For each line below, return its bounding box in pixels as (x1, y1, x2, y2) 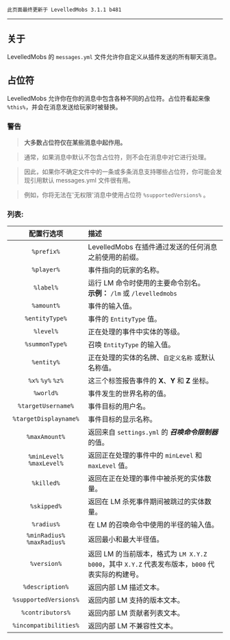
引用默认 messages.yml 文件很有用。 (29, 176, 135, 184)
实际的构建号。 (94, 570, 144, 580)
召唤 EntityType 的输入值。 (88, 340, 175, 350)
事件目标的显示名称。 (88, 414, 157, 424)
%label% (33, 284, 59, 292)
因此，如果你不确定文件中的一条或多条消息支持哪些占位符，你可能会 (23, 167, 216, 176)
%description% (23, 583, 69, 591)
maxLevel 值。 (88, 461, 132, 471)
